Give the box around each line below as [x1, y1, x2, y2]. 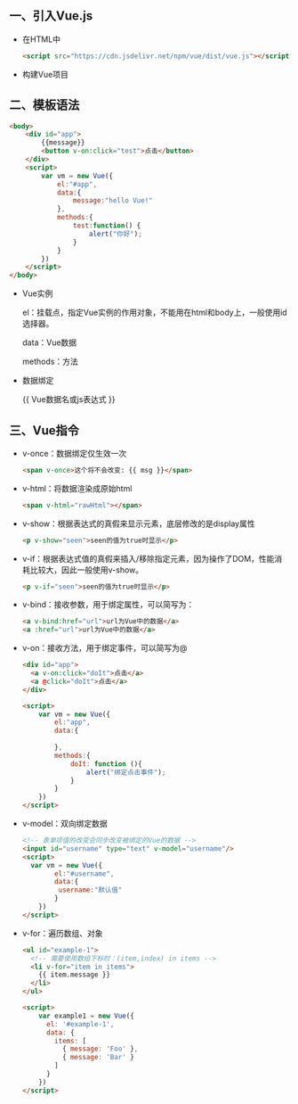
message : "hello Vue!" [72, 196, 153, 205]
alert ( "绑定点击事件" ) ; [85, 768, 166, 777]
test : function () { [72, 221, 141, 230]
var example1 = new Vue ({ [38, 1011, 135, 1020]
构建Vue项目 [21, 69, 68, 79]
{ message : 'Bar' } [61, 1053, 135, 1062]
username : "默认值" [58, 886, 123, 894]
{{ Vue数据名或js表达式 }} [21, 394, 116, 405]
